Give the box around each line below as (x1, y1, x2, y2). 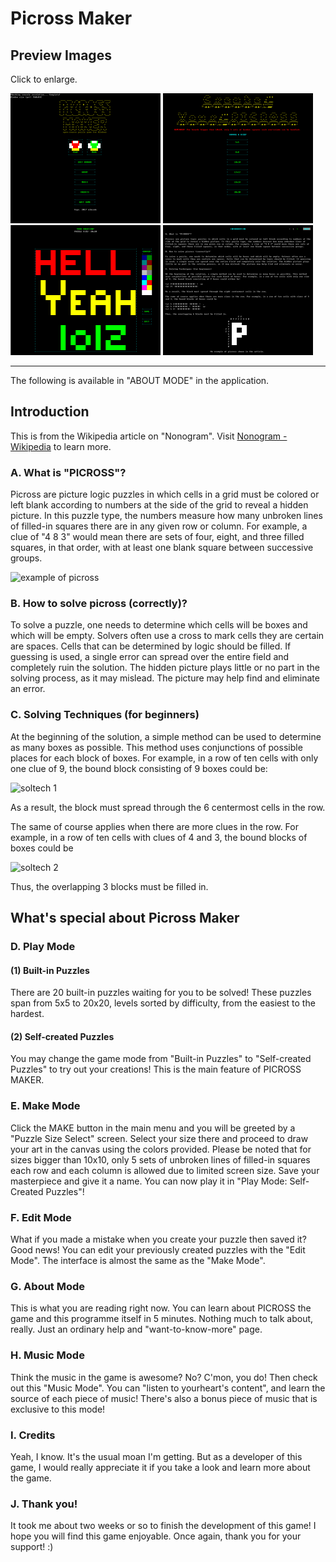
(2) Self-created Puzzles (10, 1030, 115, 1042)
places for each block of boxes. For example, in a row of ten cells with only (10, 752, 319, 764)
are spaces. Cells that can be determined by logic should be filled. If (10, 640, 292, 652)
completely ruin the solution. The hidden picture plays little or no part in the (10, 662, 321, 674)
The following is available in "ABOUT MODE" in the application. (10, 375, 270, 386)
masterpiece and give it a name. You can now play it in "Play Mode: (10, 1175, 288, 1187)
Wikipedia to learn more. (10, 440, 112, 452)
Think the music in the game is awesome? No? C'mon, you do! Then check (10, 1371, 318, 1383)
